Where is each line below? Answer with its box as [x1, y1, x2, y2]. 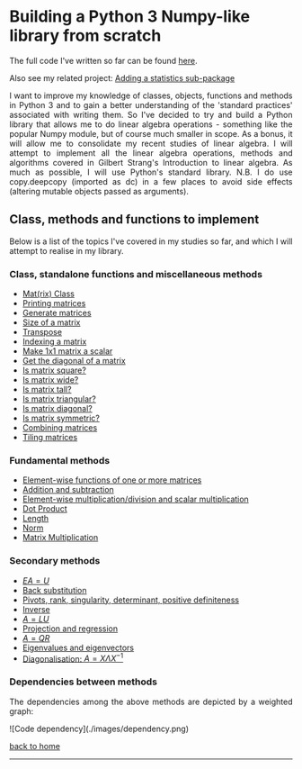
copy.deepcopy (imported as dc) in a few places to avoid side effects [9, 176, 293, 186]
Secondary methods [9, 555, 101, 567]
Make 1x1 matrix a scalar [22, 346, 113, 357]
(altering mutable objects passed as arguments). [9, 185, 189, 196]
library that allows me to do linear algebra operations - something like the [9, 119, 293, 130]
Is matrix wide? [22, 375, 79, 385]
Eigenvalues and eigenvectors [22, 642, 135, 653]
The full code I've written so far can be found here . [9, 55, 198, 66]
